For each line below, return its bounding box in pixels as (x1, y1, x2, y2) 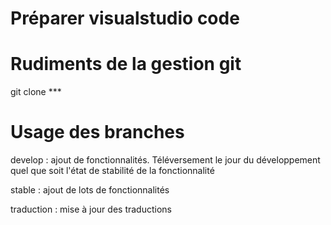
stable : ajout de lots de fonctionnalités (10, 184, 170, 196)
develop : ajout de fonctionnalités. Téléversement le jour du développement (10, 154, 321, 166)
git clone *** (10, 86, 62, 98)
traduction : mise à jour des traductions (10, 203, 172, 216)
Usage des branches (10, 121, 185, 144)
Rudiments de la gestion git (10, 53, 242, 76)
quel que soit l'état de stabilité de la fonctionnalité (10, 165, 215, 177)
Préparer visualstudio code (10, 7, 240, 30)
